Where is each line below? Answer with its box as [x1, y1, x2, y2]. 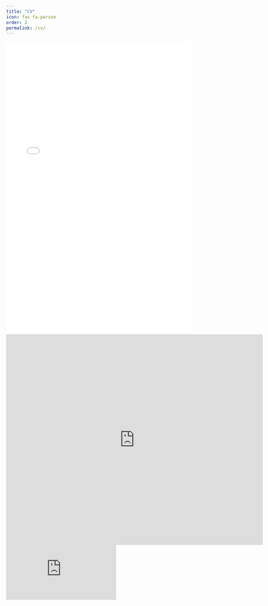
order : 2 [6, 19, 28, 25]
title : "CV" [6, 8, 35, 15]
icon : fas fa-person [6, 14, 57, 20]
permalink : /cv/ [6, 25, 46, 31]
